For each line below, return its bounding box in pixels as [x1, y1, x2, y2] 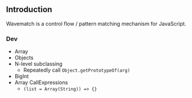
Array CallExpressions [14, 79, 68, 86]
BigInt [14, 73, 29, 80]
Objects [14, 54, 34, 61]
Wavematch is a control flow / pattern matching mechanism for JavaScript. [6, 20, 186, 27]
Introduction [6, 5, 53, 15]
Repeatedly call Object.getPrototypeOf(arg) [23, 66, 131, 73]
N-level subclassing [14, 61, 63, 68]
